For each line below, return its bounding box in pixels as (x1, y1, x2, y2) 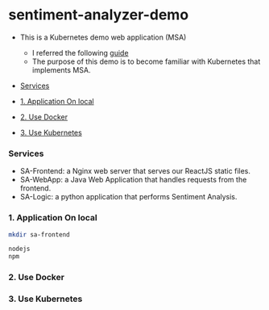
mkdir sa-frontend (8, 230, 70, 239)
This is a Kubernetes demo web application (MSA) (19, 32, 187, 42)
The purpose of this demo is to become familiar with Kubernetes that (31, 57, 261, 66)
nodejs (8, 245, 31, 253)
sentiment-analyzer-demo (8, 6, 189, 24)
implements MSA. (31, 65, 91, 74)
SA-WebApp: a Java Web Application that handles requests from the (19, 175, 247, 185)
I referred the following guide (31, 48, 129, 57)
